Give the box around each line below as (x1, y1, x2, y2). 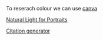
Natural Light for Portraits (6, 16, 68, 23)
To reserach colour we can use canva (6, 5, 98, 12)
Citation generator (6, 27, 51, 34)
